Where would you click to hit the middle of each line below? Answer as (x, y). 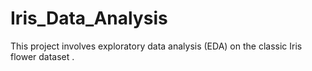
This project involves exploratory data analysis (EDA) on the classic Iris (156, 46)
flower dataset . (42, 56)
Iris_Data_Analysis (89, 18)
